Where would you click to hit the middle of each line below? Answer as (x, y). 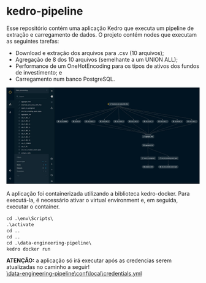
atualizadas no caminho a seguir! (48, 266)
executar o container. (33, 207)
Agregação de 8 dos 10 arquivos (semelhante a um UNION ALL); (96, 59)
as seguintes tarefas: (33, 41)
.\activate (20, 224)
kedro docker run (29, 249)
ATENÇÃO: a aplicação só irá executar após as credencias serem (89, 260)
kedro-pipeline (45, 11)
